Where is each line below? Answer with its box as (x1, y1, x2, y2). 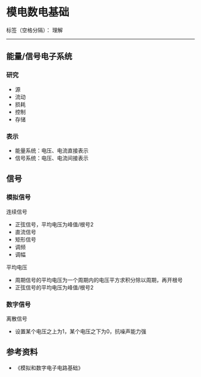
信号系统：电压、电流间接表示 (14, 154, 89, 161)
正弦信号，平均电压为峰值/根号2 (14, 220, 94, 228)
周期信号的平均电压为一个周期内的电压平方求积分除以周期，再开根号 (14, 276, 183, 283)
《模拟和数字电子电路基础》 (14, 364, 84, 371)
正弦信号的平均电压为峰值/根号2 (14, 283, 94, 291)
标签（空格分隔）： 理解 (6, 26, 63, 34)
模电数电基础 (6, 5, 70, 19)
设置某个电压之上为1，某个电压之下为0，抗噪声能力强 (14, 328, 147, 335)
